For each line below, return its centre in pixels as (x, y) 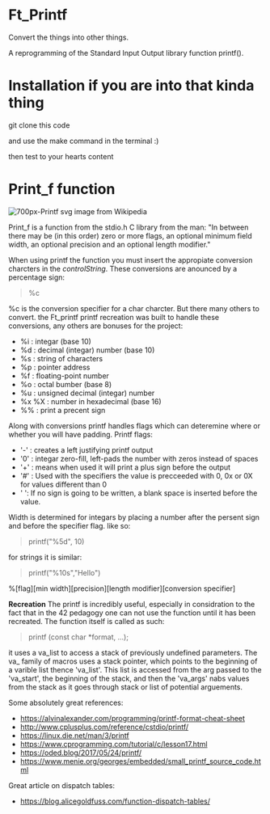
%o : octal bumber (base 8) (66, 384)
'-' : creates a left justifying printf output (86, 449)
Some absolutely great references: (66, 702)
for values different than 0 (63, 484)
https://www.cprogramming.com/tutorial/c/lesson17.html (114, 744)
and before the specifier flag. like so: (70, 525)
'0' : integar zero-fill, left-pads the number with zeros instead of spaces (139, 458)
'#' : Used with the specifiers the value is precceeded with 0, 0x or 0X (136, 475)
